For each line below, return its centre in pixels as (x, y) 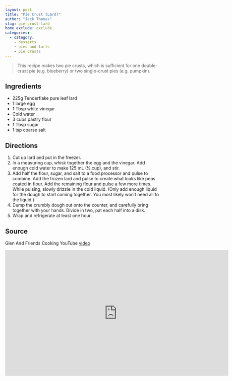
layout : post (19, 10)
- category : (22, 38)
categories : (17, 33)
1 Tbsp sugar (26, 125)
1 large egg (24, 104)
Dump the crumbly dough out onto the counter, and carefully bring (80, 205)
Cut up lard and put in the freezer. (47, 157)
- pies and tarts (32, 47)
